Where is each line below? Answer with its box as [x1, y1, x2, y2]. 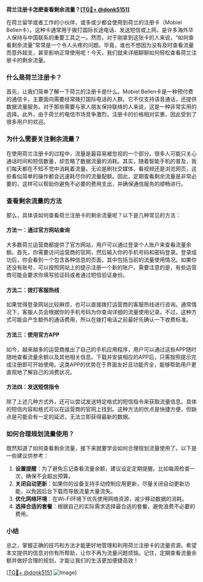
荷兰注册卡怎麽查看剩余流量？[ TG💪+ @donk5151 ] [6, 6, 130, 13]
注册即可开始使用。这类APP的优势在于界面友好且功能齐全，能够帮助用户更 [11, 361, 197, 368]
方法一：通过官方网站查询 [6, 226, 70, 234]
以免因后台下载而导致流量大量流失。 [25, 488, 116, 495]
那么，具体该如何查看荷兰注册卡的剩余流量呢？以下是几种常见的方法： [6, 211, 181, 218]
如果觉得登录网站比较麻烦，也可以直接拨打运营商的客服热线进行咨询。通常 [6, 301, 192, 308]
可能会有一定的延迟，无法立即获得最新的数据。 [16, 413, 134, 420]
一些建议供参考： [6, 452, 49, 459]
